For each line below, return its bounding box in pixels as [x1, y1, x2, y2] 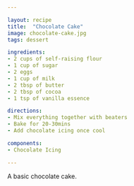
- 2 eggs [7, 68, 33, 75]
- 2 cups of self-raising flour [7, 56, 102, 63]
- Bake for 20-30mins [7, 120, 71, 128]
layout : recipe [7, 16, 52, 23]
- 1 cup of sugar [7, 62, 59, 69]
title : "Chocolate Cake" [7, 23, 83, 30]
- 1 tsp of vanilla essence [7, 94, 90, 102]
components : [7, 139, 42, 147]
